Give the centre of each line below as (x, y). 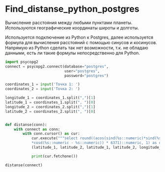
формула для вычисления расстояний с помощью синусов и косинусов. (81, 42)
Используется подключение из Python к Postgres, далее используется (79, 37)
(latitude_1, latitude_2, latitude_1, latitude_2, (84, 147)
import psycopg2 (22, 62)
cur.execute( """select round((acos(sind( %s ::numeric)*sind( (94, 138)
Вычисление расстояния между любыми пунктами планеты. (69, 23)
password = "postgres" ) (87, 75)
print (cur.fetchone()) (55, 156)
